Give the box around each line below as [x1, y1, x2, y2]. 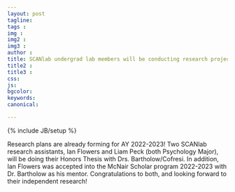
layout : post [7, 10, 45, 17]
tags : [7, 23, 27, 30]
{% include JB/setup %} [7, 126, 77, 135]
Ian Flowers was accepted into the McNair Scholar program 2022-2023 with [7, 162, 227, 170]
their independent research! [7, 177, 87, 185]
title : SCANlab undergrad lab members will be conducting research [7, 56, 208, 63]
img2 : [7, 36, 27, 43]
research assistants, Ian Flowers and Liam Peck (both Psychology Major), [7, 147, 219, 156]
